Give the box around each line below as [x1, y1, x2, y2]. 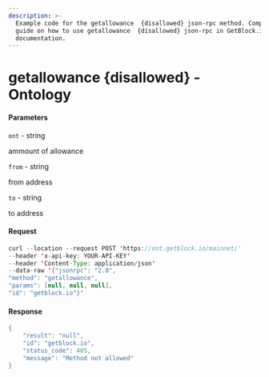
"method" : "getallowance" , [8, 274, 98, 282]
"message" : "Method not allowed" [22, 354, 134, 362]
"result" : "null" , [22, 332, 84, 340]
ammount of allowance [8, 146, 84, 156]
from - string [8, 161, 50, 171]
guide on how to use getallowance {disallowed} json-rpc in [15, 26, 224, 34]
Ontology [8, 86, 72, 104]
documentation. [15, 34, 66, 43]
